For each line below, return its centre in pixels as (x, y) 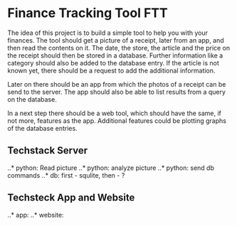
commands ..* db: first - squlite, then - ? (66, 175)
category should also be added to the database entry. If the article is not (113, 63)
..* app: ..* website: (36, 215)
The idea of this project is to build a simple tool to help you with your (108, 33)
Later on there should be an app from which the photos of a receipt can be (117, 84)
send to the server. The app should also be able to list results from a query (117, 92)
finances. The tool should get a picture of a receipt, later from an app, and (116, 40)
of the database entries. (42, 128)
